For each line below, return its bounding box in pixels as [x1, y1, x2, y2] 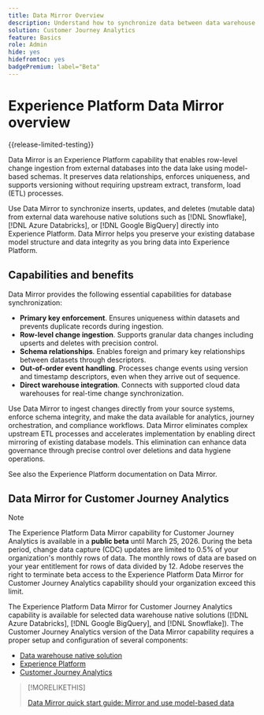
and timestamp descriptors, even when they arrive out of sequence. [19, 371, 240, 381]
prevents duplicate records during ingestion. [19, 321, 164, 331]
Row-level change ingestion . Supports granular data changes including [19, 330, 254, 339]
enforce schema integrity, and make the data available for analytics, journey [8, 411, 255, 422]
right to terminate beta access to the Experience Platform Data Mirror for [8, 570, 244, 579]
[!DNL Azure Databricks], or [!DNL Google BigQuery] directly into [8, 220, 219, 229]
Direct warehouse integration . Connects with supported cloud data [19, 380, 240, 389]
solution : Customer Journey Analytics [8, 26, 136, 34]
